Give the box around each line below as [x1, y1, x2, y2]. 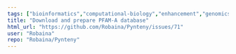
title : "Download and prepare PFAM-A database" [7, 17, 150, 24]
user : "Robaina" [7, 29, 55, 37]
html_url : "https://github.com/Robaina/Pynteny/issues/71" [7, 23, 184, 30]
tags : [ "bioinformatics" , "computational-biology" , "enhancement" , [7, 10, 202, 18]
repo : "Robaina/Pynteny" [7, 36, 80, 43]
